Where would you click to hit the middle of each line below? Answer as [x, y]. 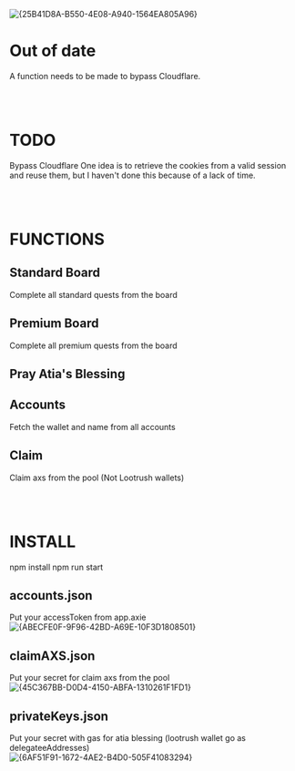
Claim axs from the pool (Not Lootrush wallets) [97, 478]
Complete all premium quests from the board [93, 345]
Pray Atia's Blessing [67, 374]
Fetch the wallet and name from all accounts [92, 427]
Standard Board [55, 273]
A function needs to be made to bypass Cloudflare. [105, 76]
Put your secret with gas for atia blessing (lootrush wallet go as [127, 738]
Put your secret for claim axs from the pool [90, 678]
